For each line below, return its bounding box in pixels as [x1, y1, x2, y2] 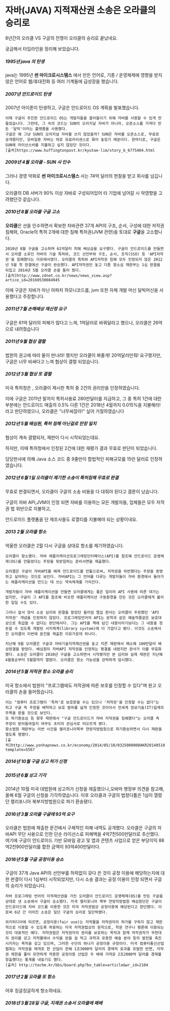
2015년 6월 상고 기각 [5, 772, 47, 778]
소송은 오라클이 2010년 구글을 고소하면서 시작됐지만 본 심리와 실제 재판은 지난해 [17, 652, 163, 657]
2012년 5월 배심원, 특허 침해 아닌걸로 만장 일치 [5, 420, 97, 427]
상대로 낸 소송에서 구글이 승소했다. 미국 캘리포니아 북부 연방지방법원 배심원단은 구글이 [5, 899, 162, 904]
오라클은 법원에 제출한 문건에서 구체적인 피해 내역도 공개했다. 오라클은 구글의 [5, 824, 157, 830]
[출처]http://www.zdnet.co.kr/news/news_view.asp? [5, 273, 112, 278]
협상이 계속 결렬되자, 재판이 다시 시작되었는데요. [5, 434, 100, 440]
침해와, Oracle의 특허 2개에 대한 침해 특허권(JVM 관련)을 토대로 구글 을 [5, 229, 145, 235]
